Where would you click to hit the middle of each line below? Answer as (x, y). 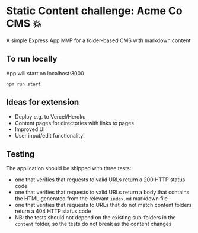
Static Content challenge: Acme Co (94, 11)
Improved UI (30, 129)
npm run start (24, 84)
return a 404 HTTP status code (53, 211)
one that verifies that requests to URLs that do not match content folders (103, 205)
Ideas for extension (43, 102)
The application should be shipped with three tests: (69, 168)
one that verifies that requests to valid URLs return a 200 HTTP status (100, 180)
